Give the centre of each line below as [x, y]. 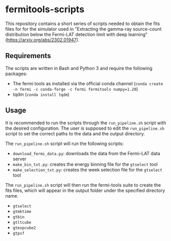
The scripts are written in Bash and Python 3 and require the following [79, 68]
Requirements [28, 56]
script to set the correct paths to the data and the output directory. [75, 133]
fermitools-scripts [45, 9]
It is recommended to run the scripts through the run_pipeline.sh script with [86, 123]
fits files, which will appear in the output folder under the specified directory [85, 190]
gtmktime [22, 211]
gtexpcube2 [24, 228]
